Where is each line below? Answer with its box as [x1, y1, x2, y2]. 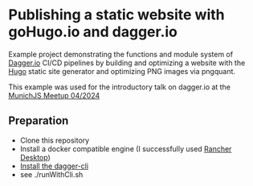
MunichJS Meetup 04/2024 [8, 90, 100, 100]
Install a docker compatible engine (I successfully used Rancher [19, 143, 232, 154]
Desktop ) [19, 152, 51, 162]
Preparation [8, 114, 69, 128]
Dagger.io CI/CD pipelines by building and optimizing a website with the [8, 58, 246, 68]
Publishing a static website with [8, 6, 225, 24]
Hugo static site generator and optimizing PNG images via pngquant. [8, 66, 235, 76]
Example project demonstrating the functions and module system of [8, 49, 234, 59]
